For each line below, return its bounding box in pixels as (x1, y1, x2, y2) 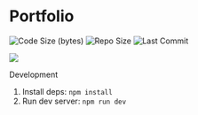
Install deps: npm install (21, 86, 113, 96)
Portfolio (9, 6, 75, 27)
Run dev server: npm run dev (21, 96, 127, 106)
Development (9, 69, 59, 80)
